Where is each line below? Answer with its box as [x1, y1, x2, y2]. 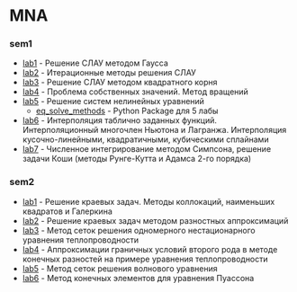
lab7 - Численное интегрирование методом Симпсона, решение [22, 144, 272, 155]
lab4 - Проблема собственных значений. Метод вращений [22, 86, 249, 97]
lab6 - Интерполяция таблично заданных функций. [22, 115, 218, 126]
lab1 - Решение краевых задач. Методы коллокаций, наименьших [22, 196, 275, 207]
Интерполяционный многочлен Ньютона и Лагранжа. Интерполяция [22, 125, 287, 136]
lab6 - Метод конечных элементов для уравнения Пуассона [22, 272, 255, 283]
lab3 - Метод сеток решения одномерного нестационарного [22, 225, 256, 235]
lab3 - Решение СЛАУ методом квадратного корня [22, 77, 218, 88]
